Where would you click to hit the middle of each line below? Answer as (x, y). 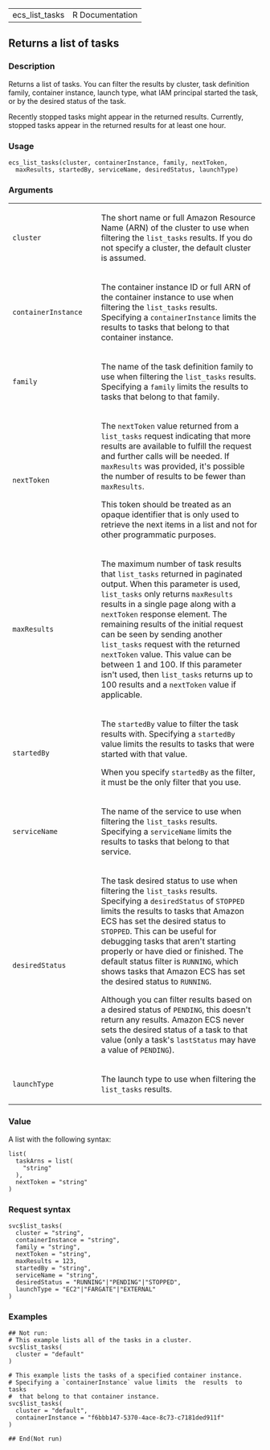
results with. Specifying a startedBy (168, 734)
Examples (28, 1316)
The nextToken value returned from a (170, 426)
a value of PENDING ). (138, 1050)
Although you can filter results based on (176, 1000)
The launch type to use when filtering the (178, 1080)
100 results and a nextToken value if (169, 685)
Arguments (31, 190)
